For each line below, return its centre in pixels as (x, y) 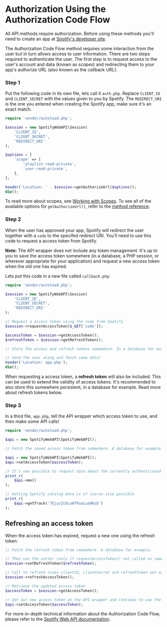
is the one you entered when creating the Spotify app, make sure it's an (78, 104)
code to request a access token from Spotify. (51, 241)
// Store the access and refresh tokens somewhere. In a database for (80, 349)
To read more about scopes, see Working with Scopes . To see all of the (78, 201)
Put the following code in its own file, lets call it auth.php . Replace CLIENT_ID (83, 94)
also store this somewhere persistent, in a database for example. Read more (83, 387)
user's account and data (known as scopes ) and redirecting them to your (80, 64)
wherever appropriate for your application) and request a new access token (83, 261)
